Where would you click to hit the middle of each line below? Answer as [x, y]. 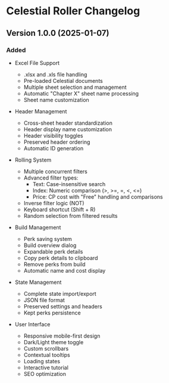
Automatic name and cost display [65, 270]
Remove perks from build [54, 264]
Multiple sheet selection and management [75, 87]
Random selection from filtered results [71, 215]
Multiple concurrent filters [55, 171]
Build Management [38, 227]
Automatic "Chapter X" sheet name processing [81, 93]
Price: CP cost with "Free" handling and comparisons [98, 197]
